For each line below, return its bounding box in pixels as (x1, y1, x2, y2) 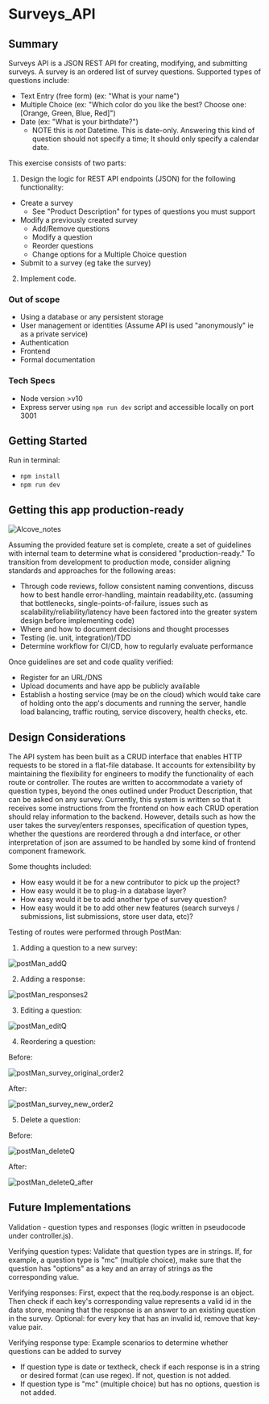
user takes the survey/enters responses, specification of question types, (8, 821, 249, 830)
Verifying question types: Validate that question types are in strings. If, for (8, 1246, 253, 1256)
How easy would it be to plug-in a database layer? (19, 886, 187, 896)
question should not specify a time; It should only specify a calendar (31, 134, 259, 144)
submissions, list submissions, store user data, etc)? (19, 912, 193, 921)
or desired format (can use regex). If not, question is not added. (19, 1370, 231, 1380)
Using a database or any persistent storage (19, 312, 163, 322)
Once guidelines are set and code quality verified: (8, 657, 174, 666)
